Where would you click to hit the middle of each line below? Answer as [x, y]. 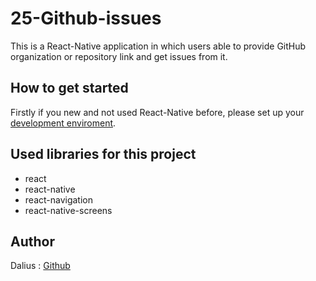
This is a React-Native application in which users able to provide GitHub [158, 46]
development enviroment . [63, 123]
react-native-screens [68, 210]
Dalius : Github [40, 266]
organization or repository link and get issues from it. [119, 56]
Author [32, 241]
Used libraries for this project [103, 154]
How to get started [69, 88]
